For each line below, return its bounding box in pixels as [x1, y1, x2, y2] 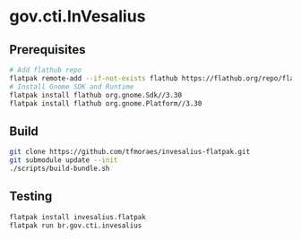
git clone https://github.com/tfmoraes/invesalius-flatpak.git [9, 148, 251, 157]
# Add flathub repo [9, 65, 82, 74]
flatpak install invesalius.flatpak [9, 212, 146, 221]
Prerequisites [9, 42, 86, 57]
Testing [9, 189, 53, 204]
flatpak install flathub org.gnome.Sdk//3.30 [9, 90, 182, 99]
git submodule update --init [9, 156, 118, 165]
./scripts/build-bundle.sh [9, 164, 110, 173]
